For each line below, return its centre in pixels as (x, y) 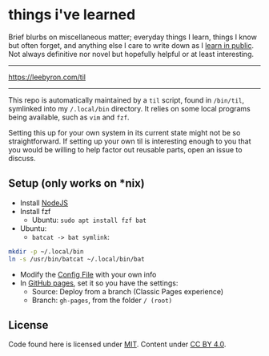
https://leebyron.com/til (47, 77)
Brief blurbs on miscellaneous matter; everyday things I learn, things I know (133, 37)
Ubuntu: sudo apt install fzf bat (89, 220)
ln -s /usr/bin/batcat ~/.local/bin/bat (77, 259)
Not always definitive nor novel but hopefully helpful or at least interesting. (131, 54)
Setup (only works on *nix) (77, 183)
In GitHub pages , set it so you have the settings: (99, 283)
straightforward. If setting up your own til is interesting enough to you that (130, 141)
